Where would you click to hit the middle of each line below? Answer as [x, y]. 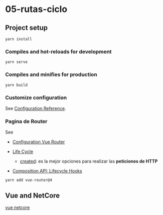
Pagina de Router [26, 121]
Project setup [27, 28]
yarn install [19, 39]
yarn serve [16, 62]
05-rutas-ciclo [36, 9]
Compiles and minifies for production [51, 74]
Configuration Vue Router [39, 142]
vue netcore [17, 207]
